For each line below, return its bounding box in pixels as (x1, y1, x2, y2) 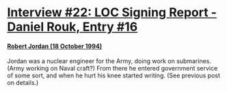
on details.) (7, 79, 39, 87)
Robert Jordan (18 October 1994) (7, 42, 103, 50)
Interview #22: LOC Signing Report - (7, 5, 217, 20)
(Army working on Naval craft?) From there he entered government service (7, 64, 218, 73)
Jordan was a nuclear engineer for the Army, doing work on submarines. (7, 57, 212, 65)
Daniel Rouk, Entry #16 (7, 19, 138, 35)
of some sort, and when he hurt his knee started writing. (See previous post (7, 71, 220, 79)
